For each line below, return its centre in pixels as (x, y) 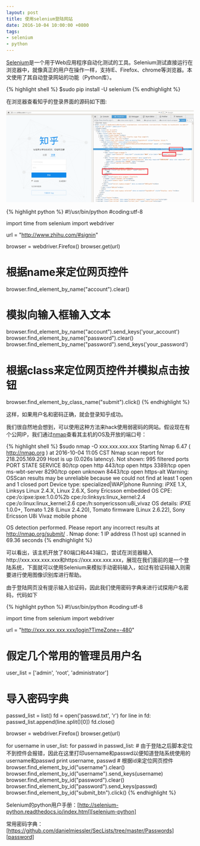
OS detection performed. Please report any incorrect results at (83, 528)
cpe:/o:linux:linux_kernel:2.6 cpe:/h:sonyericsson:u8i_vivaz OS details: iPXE (99, 503)
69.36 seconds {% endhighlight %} (49, 540)
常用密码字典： (24, 824)
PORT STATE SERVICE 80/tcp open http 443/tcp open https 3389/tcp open (98, 465)
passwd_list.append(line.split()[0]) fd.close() (60, 722)
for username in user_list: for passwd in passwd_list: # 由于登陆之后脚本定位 (100, 746)
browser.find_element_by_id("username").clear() (65, 767)
